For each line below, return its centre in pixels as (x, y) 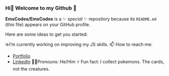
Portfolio (21, 56)
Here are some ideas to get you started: (47, 34)
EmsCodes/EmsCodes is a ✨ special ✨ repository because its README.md (81, 19)
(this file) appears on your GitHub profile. (48, 25)
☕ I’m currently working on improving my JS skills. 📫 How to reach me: (79, 44)
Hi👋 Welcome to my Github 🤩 (41, 8)
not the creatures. (31, 69)
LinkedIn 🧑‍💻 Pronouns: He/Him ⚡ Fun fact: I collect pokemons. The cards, (88, 62)
